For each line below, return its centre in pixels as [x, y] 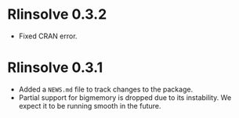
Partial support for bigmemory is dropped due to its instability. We [125, 97]
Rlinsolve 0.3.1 [55, 68]
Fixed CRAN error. [48, 36]
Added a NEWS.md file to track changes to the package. [106, 89]
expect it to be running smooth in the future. [90, 105]
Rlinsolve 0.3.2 [57, 14]
